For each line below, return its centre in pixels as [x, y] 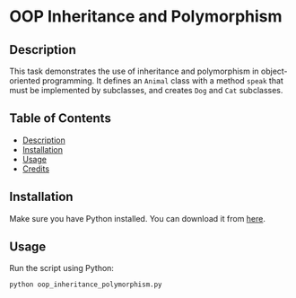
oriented [25, 81]
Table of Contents [61, 118]
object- [274, 71]
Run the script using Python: [62, 268]
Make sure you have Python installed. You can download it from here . [138, 218]
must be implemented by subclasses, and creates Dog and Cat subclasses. [146, 90]
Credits [36, 169]
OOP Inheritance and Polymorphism [146, 17]
